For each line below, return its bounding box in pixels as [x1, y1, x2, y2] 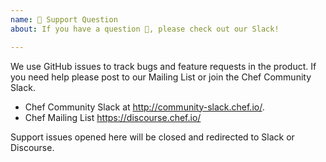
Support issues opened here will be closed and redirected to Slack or [10, 131, 295, 143]
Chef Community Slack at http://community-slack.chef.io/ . [24, 101, 265, 113]
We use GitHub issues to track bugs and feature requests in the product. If [10, 60, 317, 72]
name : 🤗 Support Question [10, 14, 118, 25]
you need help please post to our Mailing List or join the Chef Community [10, 71, 312, 83]
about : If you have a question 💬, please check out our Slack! [10, 24, 280, 34]
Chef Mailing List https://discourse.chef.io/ [24, 111, 202, 123]
